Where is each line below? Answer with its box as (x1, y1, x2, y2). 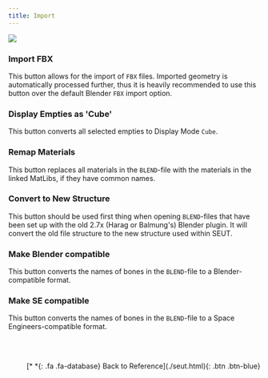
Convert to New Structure (8, 193, 110, 204)
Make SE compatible (8, 296, 90, 307)
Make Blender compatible (8, 248, 110, 259)
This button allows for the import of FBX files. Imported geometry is (8, 71, 228, 81)
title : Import (8, 11, 56, 20)
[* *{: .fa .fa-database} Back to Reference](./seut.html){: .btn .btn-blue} (26, 361, 261, 371)
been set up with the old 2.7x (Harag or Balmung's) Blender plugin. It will (8, 219, 248, 229)
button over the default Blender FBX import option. (8, 88, 173, 98)
